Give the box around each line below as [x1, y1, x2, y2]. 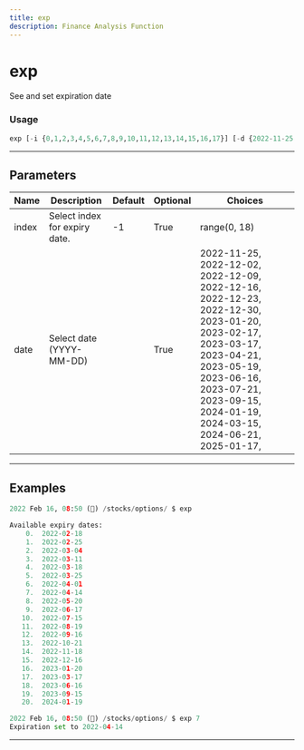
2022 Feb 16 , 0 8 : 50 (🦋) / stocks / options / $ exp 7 [9, 714, 201, 724]
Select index [48, 209, 101, 222]
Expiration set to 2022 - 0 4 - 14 [9, 723, 124, 732]
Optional [153, 194, 192, 207]
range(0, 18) [199, 221, 255, 234]
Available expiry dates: [9, 521, 103, 531]
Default [112, 194, 145, 207]
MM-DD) [48, 355, 89, 367]
